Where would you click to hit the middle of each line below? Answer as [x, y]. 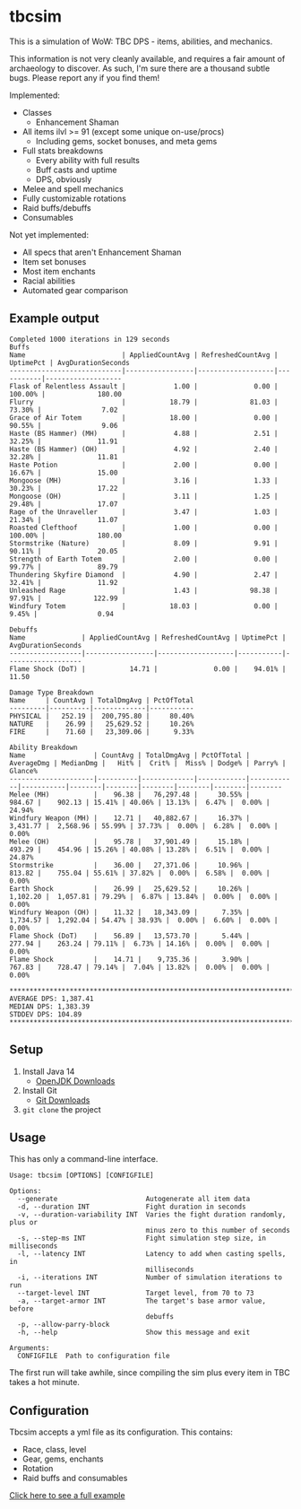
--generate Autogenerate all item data [134, 1199]
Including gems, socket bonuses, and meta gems [126, 141]
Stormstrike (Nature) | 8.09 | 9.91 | [144, 543]
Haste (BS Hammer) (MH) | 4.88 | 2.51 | [144, 433]
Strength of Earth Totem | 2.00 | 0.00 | [144, 559]
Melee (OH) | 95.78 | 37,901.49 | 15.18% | [130, 842]
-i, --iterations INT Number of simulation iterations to [150, 1278]
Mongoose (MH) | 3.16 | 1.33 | [144, 480]
